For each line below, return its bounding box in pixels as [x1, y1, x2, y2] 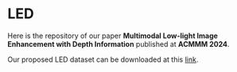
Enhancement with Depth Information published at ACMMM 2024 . [7, 39, 230, 48]
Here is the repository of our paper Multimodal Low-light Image [7, 31, 218, 40]
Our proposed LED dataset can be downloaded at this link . [7, 55, 199, 64]
